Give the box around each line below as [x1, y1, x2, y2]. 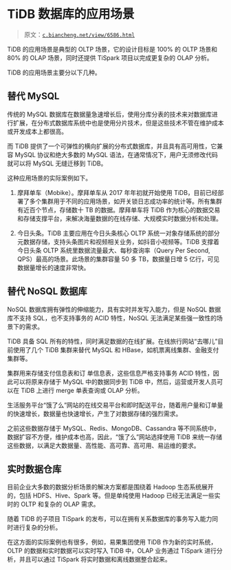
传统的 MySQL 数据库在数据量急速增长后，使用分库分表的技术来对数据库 [7, 110, 212, 118]
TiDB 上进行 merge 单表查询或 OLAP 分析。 [20, 386, 144, 394]
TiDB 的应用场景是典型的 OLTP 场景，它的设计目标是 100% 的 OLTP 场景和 [7, 45, 218, 53]
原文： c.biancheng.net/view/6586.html [23, 30, 135, 39]
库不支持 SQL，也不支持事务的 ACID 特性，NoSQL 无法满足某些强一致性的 [7, 314, 217, 322]
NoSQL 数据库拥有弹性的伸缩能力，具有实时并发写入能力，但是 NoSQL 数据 [7, 305, 221, 314]
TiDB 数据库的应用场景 [7, 6, 135, 22]
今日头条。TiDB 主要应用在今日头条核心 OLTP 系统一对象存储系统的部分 [16, 229, 220, 237]
